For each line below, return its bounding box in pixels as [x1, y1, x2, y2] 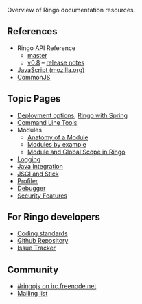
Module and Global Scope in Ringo [27, 148, 126, 156]
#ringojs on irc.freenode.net [16, 282, 97, 290]
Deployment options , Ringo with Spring [16, 111, 128, 119]
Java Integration [16, 162, 64, 170]
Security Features [16, 191, 67, 200]
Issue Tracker [16, 244, 56, 253]
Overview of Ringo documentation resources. [7, 6, 136, 14]
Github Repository [16, 237, 69, 245]
